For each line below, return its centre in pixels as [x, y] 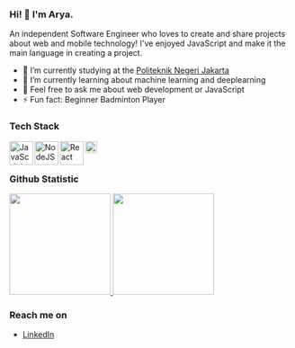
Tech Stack [35, 127]
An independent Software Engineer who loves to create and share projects [147, 34]
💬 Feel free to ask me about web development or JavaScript [133, 90]
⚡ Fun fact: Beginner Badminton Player [94, 100]
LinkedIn [38, 335]
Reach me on [38, 315]
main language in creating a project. [76, 53]
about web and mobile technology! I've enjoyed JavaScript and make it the [147, 43]
